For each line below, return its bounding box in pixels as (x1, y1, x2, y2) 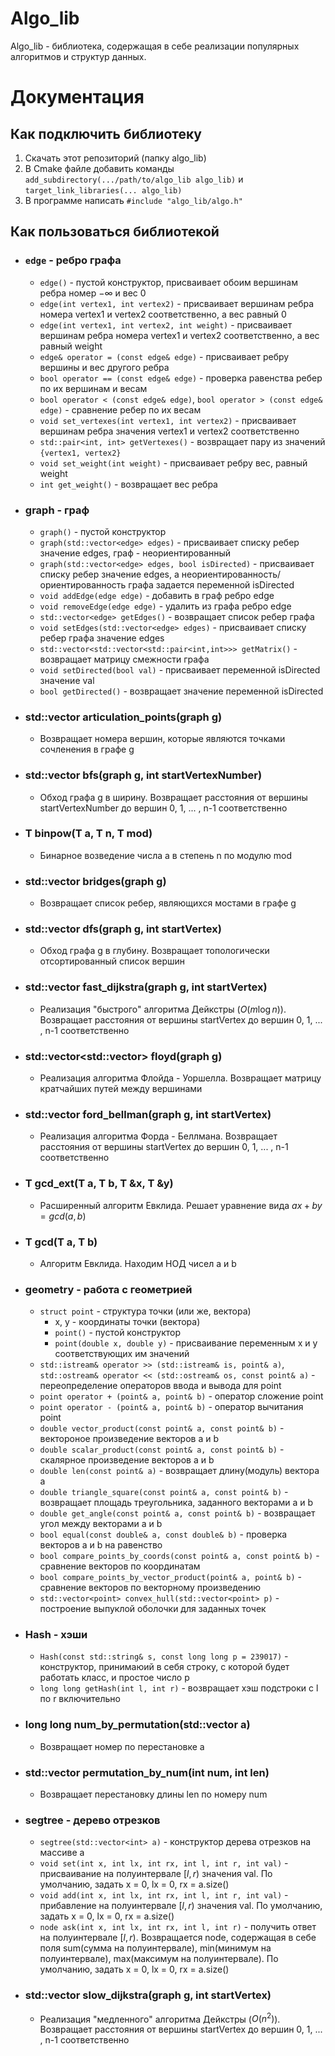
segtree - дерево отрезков (24, 1813, 161, 1827)
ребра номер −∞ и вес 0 (39, 287, 147, 299)
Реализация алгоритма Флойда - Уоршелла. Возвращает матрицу (39, 1072, 322, 1084)
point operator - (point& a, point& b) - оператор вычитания (39, 1401, 304, 1413)
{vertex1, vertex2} (39, 448, 122, 458)
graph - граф (24, 503, 90, 517)
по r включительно (39, 1693, 121, 1705)
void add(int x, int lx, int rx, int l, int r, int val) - (39, 1889, 289, 1901)
